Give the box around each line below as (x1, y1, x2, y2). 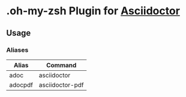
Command (46, 61, 77, 69)
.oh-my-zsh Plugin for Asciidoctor (6, 4, 180, 18)
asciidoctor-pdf (38, 80, 84, 89)
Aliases (6, 46, 29, 54)
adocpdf (9, 80, 34, 89)
